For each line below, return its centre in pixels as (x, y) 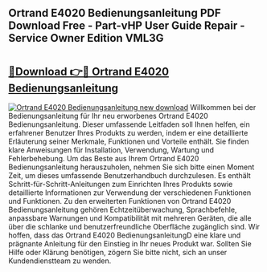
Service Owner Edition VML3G (86, 38)
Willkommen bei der (223, 107)
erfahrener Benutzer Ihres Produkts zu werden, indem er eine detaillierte (128, 133)
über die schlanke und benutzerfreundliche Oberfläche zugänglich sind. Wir (134, 227)
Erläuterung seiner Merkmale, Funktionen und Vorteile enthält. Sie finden (129, 141)
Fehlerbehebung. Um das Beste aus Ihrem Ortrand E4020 (104, 158)
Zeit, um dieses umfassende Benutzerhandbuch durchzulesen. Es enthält (129, 175)
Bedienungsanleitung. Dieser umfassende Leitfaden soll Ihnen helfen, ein (129, 124)
